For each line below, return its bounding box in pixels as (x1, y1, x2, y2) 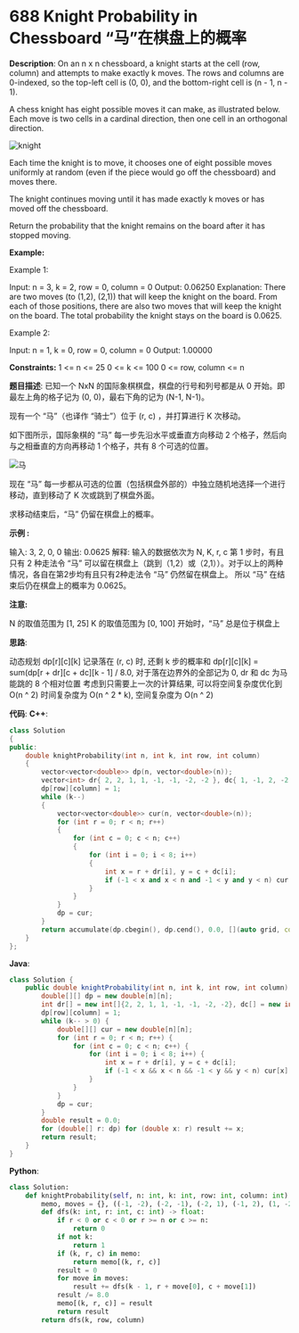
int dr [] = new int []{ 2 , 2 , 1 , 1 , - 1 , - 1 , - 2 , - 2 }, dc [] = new (41, 1000, 281, 1009)
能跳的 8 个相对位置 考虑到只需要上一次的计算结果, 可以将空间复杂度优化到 (9, 678, 283, 689)
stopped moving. (9, 229, 71, 240)
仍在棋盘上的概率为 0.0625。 (24, 580, 132, 591)
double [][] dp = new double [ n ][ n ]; (41, 992, 174, 1001)
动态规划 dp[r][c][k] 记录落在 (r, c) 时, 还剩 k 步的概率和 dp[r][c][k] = (9, 656, 259, 666)
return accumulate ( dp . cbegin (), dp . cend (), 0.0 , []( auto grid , (41, 925, 280, 934)
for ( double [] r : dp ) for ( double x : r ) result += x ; (41, 1124, 245, 1134)
